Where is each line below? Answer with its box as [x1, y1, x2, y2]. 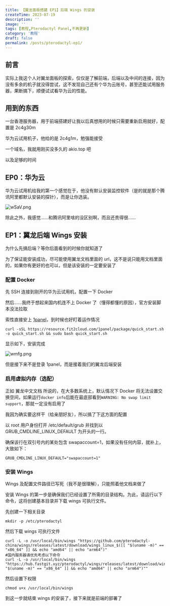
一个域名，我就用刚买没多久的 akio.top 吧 [5, 146, 91, 152]
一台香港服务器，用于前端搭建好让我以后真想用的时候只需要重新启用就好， [5, 118, 160, 124]
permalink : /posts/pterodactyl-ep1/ [5, 41, 82, 46]
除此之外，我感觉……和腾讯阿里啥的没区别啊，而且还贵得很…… [5, 215, 136, 221]
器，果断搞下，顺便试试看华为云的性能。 [5, 87, 90, 94]
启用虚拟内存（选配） [5, 375, 57, 382]
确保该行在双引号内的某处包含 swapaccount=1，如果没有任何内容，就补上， [5, 439, 163, 445]
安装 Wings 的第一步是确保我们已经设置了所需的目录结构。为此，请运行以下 [5, 491, 163, 497]
